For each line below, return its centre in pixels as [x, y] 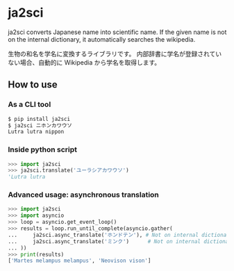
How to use [33, 85]
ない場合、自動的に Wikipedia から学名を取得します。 [84, 62]
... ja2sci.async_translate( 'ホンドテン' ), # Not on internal [103, 235]
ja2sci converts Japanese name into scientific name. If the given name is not [117, 32]
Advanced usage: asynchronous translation [83, 195]
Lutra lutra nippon [36, 132]
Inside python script [43, 149]
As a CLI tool [30, 104]
